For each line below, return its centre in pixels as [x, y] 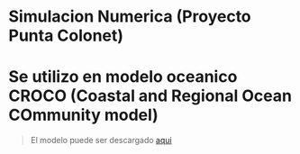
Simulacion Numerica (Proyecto [130, 17]
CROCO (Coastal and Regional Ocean [150, 96]
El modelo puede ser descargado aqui [101, 140]
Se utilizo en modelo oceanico [123, 77]
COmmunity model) [83, 115]
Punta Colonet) [66, 36]
